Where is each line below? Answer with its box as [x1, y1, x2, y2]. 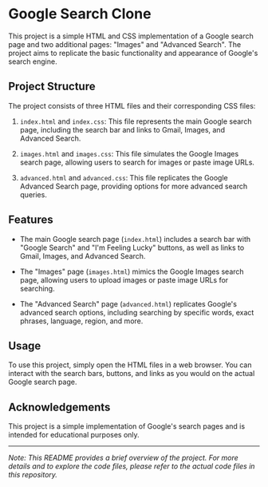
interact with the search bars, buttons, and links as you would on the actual [8, 369, 255, 378]
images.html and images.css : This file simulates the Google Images [19, 148, 239, 158]
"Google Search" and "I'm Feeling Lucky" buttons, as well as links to [19, 243, 245, 252]
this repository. [8, 470, 58, 480]
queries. [19, 189, 48, 200]
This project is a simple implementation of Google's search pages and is [8, 422, 246, 431]
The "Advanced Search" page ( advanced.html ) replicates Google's [19, 299, 238, 308]
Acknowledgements [8, 400, 111, 414]
